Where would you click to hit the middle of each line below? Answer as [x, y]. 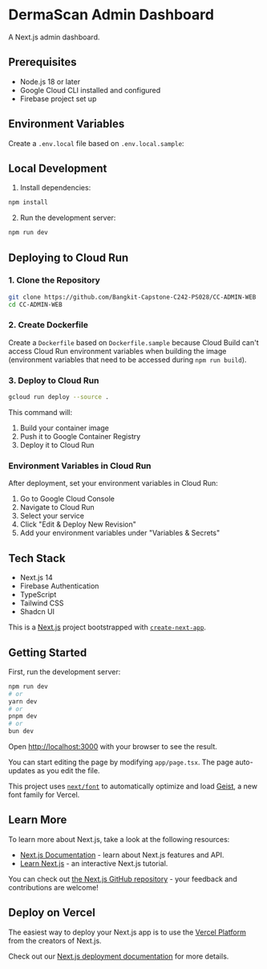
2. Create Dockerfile [48, 325]
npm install [28, 202]
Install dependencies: [55, 188]
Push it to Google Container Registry [80, 437]
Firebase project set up [58, 99]
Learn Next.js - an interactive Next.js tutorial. [94, 863]
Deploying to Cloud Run [69, 257]
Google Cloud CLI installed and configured [90, 90]
